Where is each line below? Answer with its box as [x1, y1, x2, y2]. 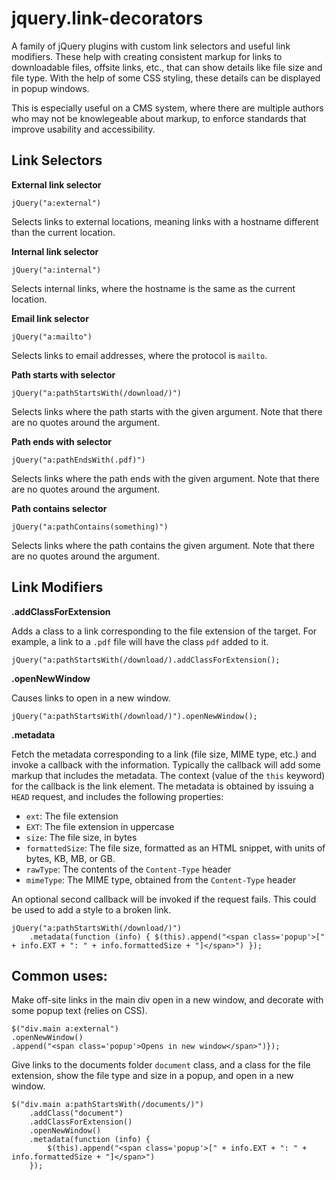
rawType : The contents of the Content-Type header [25, 863, 232, 875]
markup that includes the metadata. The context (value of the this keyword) [11, 769, 326, 781]
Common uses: [11, 967, 108, 984]
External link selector [11, 178, 102, 191]
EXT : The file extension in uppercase [25, 820, 175, 832]
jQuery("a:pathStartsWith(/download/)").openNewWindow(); [11, 711, 258, 721]
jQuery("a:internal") [11, 265, 102, 275]
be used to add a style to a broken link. [11, 903, 172, 916]
